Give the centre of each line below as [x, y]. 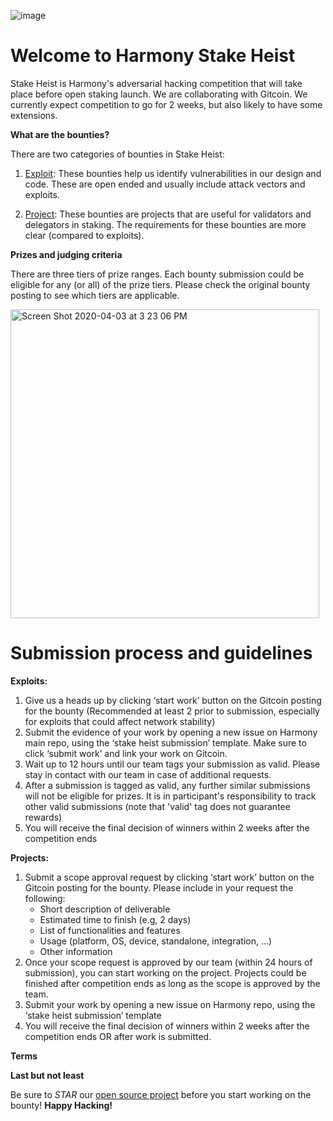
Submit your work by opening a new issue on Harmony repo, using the [170, 1004]
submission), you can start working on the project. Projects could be [165, 972]
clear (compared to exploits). [84, 235]
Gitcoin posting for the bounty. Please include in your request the [159, 887]
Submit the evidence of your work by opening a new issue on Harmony [171, 732]
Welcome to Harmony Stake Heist [153, 56]
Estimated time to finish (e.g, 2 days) [115, 919]
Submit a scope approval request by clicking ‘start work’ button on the [169, 877]
